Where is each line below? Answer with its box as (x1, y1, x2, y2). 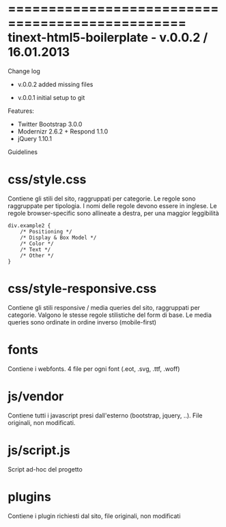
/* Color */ (20, 240, 54, 247)
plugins (8, 489, 52, 504)
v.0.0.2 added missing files (17, 80, 94, 88)
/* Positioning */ (20, 228, 72, 235)
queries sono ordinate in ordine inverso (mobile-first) (8, 318, 156, 326)
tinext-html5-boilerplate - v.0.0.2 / (8, 30, 208, 45)
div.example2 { (8, 222, 51, 229)
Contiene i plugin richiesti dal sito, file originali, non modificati (8, 511, 181, 520)
